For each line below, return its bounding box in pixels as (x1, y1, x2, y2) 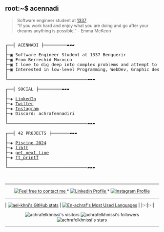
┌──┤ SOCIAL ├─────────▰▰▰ (5, 86, 70, 92)
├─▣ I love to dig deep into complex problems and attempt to (5, 62, 157, 67)
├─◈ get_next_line (5, 150, 49, 155)
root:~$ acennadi (5, 4, 59, 13)
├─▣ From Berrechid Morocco (5, 57, 72, 62)
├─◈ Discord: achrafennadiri (5, 111, 75, 116)
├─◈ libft (5, 145, 28, 150)
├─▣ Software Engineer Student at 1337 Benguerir (5, 52, 126, 57)
